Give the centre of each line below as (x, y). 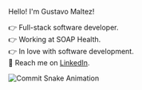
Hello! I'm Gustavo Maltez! (51, 12)
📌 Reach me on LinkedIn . (49, 63)
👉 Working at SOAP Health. (55, 39)
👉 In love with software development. (71, 51)
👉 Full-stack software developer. (63, 27)
